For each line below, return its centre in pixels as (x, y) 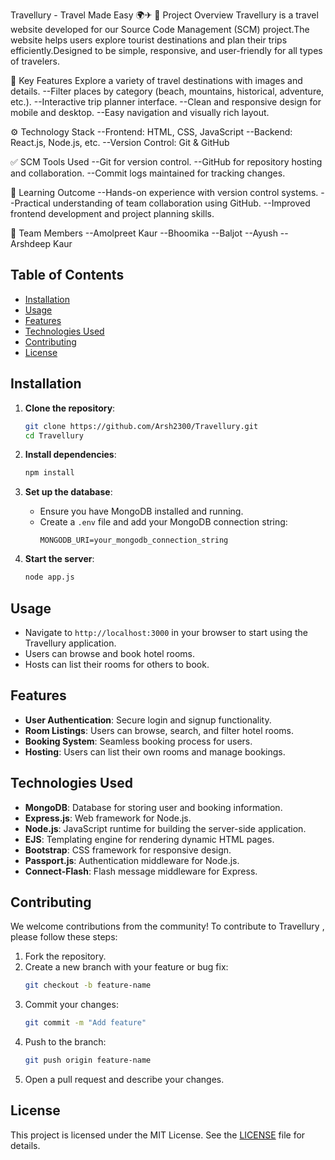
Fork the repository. (65, 956)
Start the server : (59, 559)
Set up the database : (68, 492)
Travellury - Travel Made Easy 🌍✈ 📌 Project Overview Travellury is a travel (164, 15)
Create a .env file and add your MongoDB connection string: (163, 522)
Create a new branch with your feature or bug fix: (126, 967)
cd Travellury (54, 435)
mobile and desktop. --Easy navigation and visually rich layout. (140, 112)
